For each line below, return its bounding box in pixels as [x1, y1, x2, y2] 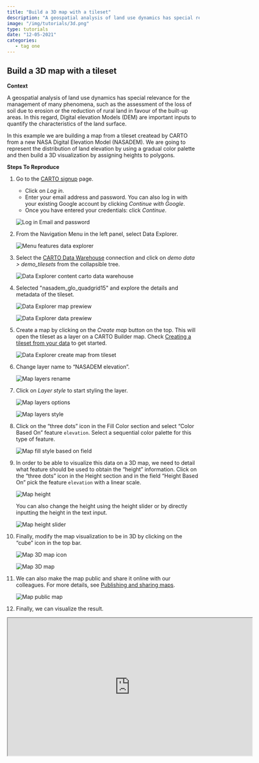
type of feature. [15, 435, 56, 443]
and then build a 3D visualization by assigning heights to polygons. [7, 151, 175, 159]
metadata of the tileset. [15, 290, 75, 298]
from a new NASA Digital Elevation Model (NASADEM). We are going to [7, 138, 186, 146]
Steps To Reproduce [7, 163, 60, 170]
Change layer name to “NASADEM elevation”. [15, 363, 130, 370]
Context [7, 82, 28, 89]
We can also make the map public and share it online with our [15, 574, 171, 582]
